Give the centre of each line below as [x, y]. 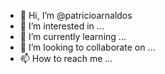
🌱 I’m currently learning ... [73, 36]
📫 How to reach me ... [66, 58]
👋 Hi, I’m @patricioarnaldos [76, 15]
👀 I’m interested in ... [62, 26]
